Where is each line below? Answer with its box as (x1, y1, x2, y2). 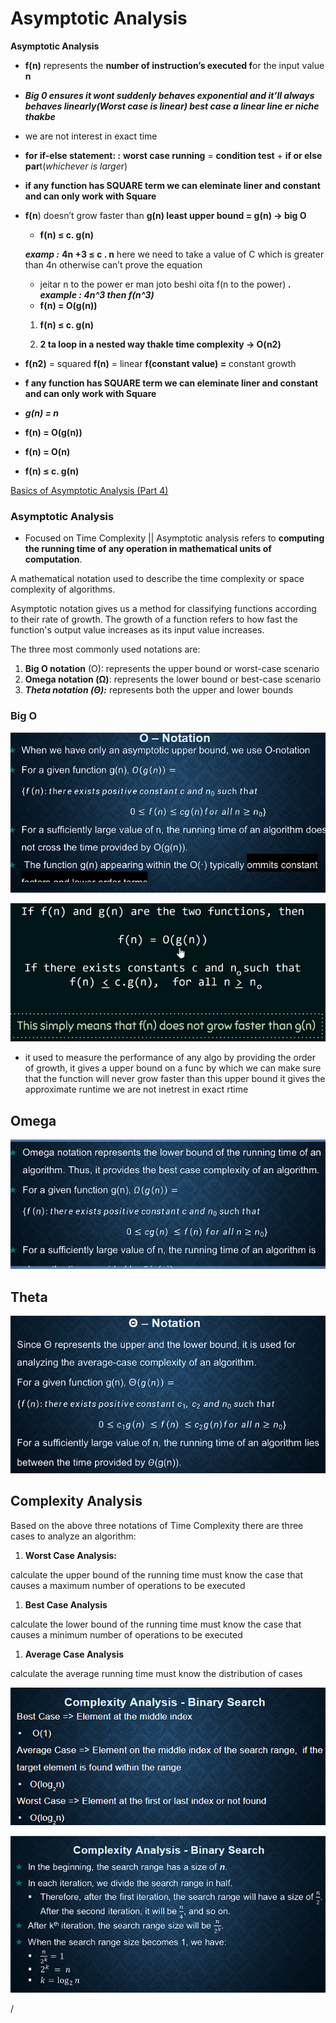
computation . (24, 553, 83, 566)
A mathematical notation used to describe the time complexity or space (10, 573, 305, 585)
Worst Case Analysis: (24, 1549, 117, 1561)
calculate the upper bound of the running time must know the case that (10, 1568, 304, 1581)
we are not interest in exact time (24, 130, 158, 142)
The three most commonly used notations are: (10, 643, 201, 656)
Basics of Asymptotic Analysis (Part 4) (10, 484, 169, 496)
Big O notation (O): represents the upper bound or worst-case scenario (24, 663, 320, 675)
